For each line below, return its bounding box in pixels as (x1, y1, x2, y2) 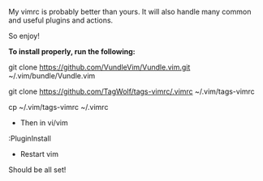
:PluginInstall (8, 133, 51, 143)
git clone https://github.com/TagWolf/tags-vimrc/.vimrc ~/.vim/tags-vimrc (8, 86, 256, 96)
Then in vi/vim (19, 118, 68, 128)
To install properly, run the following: (8, 47, 136, 56)
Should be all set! (8, 165, 67, 175)
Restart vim (19, 149, 59, 158)
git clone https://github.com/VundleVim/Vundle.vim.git (8, 62, 191, 72)
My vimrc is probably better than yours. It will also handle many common (8, 7, 252, 16)
